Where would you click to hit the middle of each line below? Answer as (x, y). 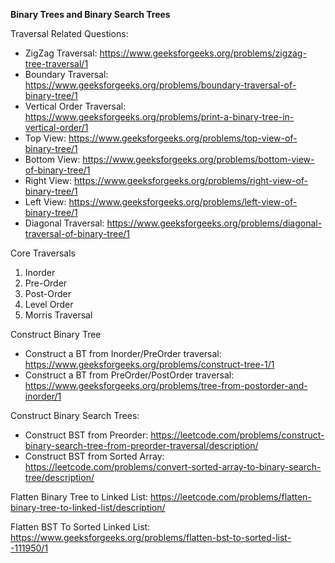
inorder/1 (43, 396)
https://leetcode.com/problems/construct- (237, 435)
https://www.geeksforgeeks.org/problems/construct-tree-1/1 (149, 364)
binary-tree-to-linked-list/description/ (88, 507)
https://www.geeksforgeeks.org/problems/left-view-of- (183, 202)
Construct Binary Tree (56, 334)
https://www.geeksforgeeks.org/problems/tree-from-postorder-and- (166, 385)
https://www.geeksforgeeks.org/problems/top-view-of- (183, 138)
